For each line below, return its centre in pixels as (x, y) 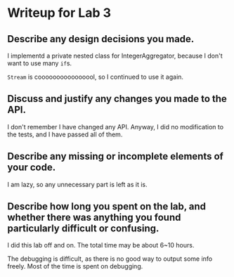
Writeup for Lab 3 (59, 13)
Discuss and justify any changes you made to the (117, 99)
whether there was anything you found (94, 218)
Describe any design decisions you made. (101, 39)
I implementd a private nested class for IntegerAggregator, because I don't (115, 56)
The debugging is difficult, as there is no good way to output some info (110, 259)
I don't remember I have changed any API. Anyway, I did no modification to (115, 127)
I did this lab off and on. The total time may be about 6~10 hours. (101, 245)
